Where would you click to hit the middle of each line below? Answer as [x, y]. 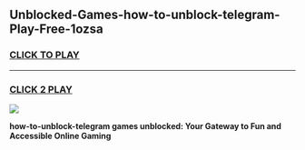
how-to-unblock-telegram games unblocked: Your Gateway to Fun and [145, 125]
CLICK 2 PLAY [41, 89]
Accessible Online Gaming [60, 135]
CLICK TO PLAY [44, 55]
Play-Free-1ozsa [57, 30]
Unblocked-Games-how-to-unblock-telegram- [145, 15]
